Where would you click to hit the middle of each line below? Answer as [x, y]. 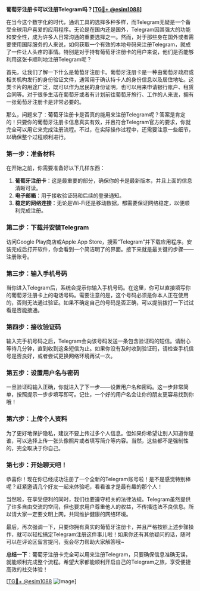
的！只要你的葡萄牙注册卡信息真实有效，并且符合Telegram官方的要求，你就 [99, 122]
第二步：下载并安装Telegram [48, 227]
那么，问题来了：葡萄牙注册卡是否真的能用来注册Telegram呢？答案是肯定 [96, 115]
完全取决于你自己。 [40, 448]
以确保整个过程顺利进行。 [37, 137]
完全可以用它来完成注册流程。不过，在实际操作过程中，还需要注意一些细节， [100, 130]
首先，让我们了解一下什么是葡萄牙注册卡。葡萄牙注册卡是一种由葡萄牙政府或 [100, 72]
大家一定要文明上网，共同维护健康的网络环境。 [74, 514]
